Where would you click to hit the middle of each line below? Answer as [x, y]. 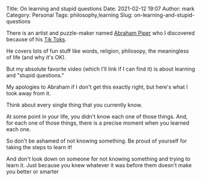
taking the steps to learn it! [39, 147]
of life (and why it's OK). [36, 57]
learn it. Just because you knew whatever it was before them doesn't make [99, 165]
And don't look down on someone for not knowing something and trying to [98, 159]
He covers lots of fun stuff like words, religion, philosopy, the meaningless [97, 51]
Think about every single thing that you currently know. [74, 105]
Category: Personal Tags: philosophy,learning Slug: [70, 15]
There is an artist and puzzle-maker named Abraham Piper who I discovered [100, 33]
